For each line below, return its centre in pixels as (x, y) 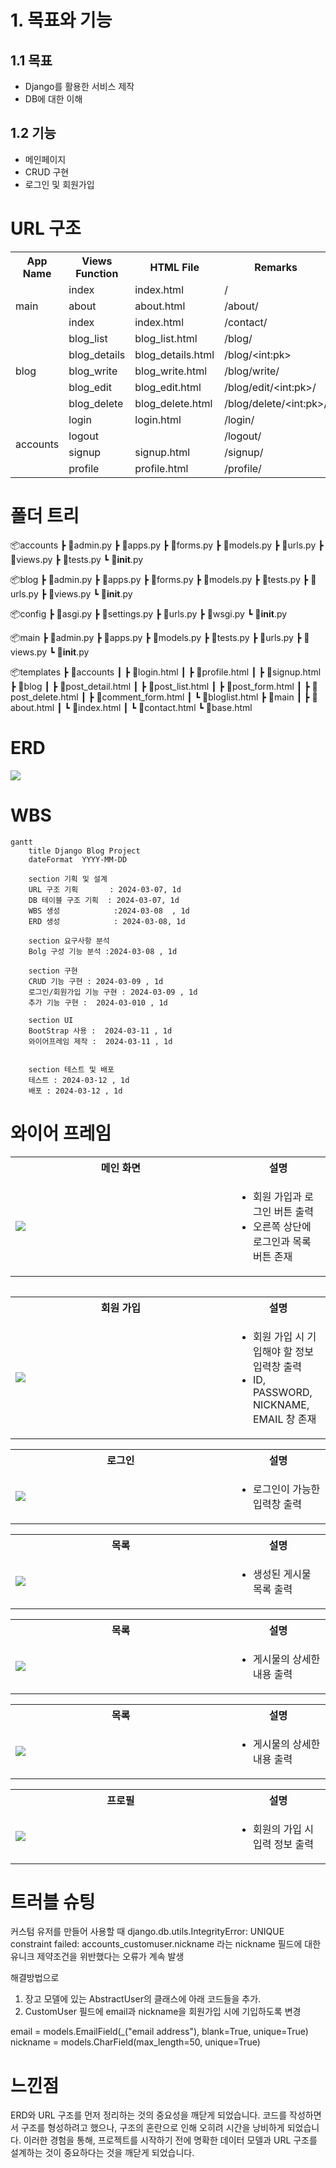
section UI (51, 1020)
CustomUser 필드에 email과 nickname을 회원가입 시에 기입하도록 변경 (163, 2012)
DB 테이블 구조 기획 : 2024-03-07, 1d (104, 900)
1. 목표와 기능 (61, 20)
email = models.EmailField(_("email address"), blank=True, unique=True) (159, 2032)
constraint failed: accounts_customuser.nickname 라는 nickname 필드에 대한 (166, 1944)
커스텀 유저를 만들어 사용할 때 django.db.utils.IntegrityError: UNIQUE (147, 1932)
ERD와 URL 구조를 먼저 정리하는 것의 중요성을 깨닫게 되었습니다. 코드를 (149, 2115)
